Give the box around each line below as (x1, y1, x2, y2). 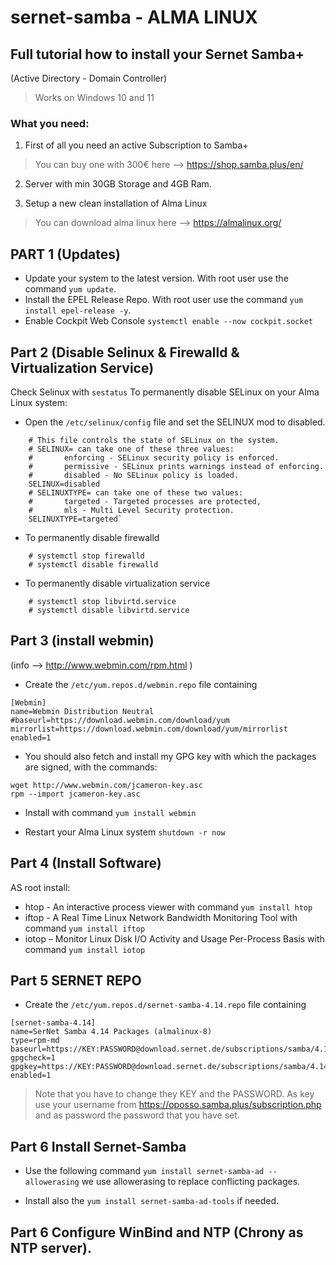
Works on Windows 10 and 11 (34, 92, 155, 103)
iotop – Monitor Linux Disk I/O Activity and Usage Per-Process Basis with (24, 932, 325, 945)
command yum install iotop (24, 943, 146, 955)
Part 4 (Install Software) (10, 855, 162, 872)
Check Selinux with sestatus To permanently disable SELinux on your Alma (10, 386, 320, 398)
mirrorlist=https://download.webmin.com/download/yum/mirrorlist (10, 724, 288, 734)
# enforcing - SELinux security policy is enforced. (28, 452, 280, 463)
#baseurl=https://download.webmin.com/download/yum (10, 715, 230, 725)
